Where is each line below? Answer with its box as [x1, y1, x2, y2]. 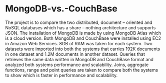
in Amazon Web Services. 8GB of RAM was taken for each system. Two [5, 40, 152, 46]
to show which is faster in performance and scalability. [5, 72, 118, 78]
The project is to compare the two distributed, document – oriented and [5, 19, 152, 25]
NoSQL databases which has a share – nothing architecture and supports [5, 24, 156, 30]
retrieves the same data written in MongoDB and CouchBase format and [5, 56, 154, 62]
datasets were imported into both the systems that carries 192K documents [5, 46, 160, 52]
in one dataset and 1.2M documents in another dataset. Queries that [5, 51, 145, 57]
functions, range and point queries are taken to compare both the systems [5, 67, 158, 73]
